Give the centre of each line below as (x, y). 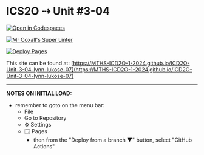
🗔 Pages (36, 131)
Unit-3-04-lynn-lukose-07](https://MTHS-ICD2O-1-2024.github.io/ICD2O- (99, 69)
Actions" (44, 146)
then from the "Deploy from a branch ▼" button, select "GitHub (113, 140)
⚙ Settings (38, 124)
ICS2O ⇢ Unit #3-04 (58, 11)
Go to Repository (45, 118)
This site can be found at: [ (40, 63)
